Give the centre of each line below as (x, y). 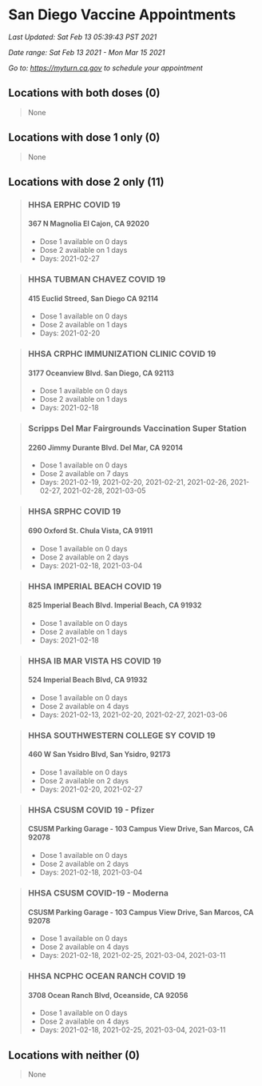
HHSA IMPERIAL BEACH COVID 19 (95, 586)
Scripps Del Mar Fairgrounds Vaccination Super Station (137, 428)
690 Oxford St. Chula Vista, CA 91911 (90, 531)
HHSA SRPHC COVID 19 (74, 511)
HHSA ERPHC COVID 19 (74, 204)
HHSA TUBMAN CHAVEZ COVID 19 (97, 279)
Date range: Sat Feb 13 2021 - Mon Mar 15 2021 (87, 52)
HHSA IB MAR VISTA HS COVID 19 (95, 660)
